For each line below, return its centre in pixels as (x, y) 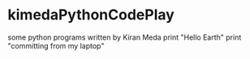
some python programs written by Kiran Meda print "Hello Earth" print (125, 37)
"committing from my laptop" (56, 45)
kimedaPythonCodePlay (91, 15)
